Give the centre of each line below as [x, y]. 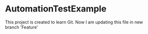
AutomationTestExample [56, 9]
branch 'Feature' [22, 27]
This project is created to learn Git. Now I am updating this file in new [74, 22]
